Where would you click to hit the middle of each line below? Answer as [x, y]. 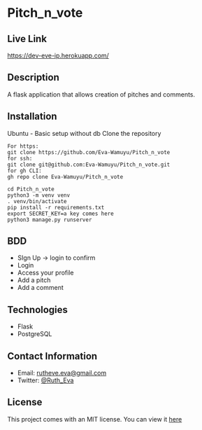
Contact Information [52, 356]
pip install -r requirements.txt [56, 207]
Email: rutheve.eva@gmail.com [62, 373]
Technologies [38, 310]
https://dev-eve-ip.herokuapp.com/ [58, 55]
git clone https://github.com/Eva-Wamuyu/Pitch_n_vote [89, 152]
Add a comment [41, 288]
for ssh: [20, 158]
